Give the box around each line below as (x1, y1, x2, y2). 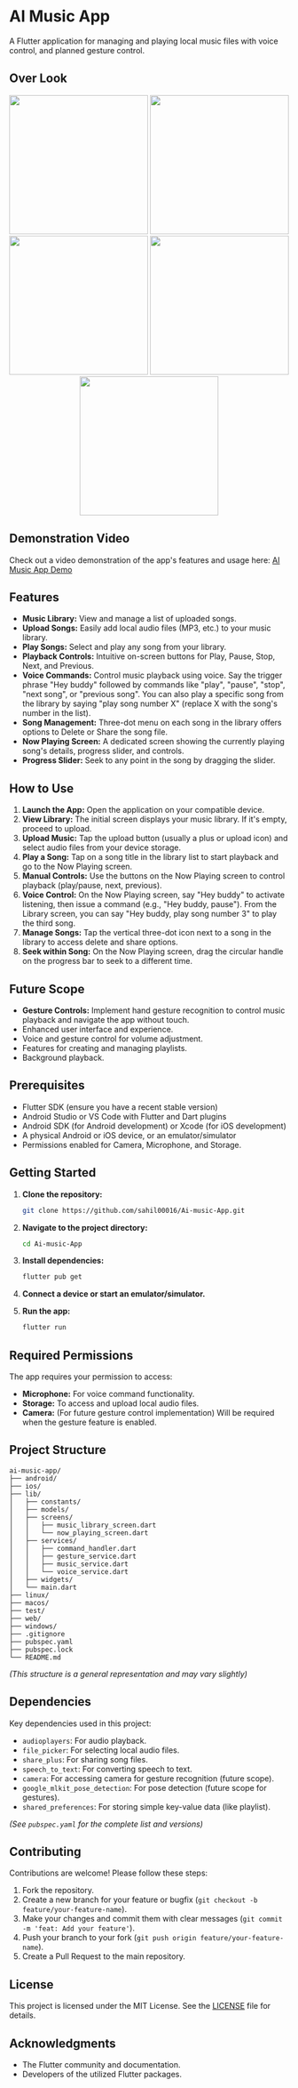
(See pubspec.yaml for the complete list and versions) (9, 1819, 204, 1829)
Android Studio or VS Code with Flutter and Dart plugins (21, 1111, 227, 1121)
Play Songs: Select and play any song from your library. (21, 642, 227, 653)
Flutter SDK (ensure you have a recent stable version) (21, 1101, 219, 1112)
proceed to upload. (21, 823, 92, 834)
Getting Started (9, 1165, 97, 1180)
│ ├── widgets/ (9, 1575, 74, 1584)
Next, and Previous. (21, 661, 95, 671)
